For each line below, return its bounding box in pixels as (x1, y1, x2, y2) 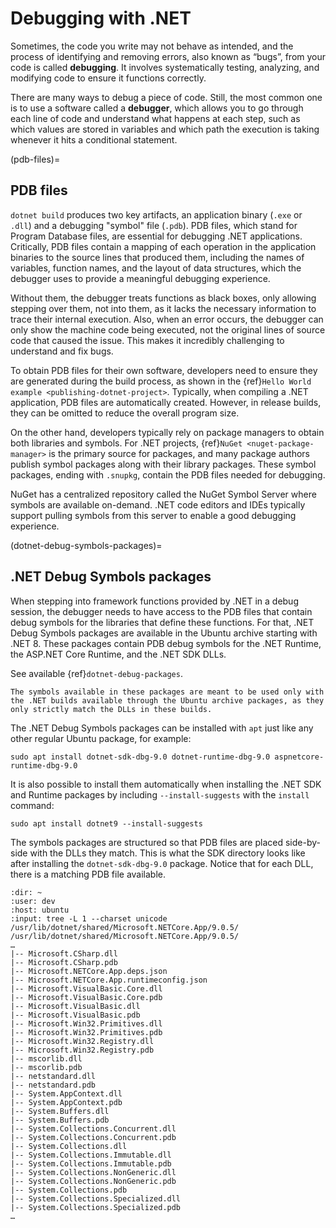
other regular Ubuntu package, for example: (10, 732, 192, 744)
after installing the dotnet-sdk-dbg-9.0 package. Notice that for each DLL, (10, 857, 314, 869)
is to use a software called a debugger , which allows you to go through (10, 102, 304, 114)
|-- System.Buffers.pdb (10, 1115, 110, 1125)
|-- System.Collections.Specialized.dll (10, 1193, 182, 1204)
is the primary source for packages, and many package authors (48, 447, 310, 459)
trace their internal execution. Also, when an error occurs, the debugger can (10, 313, 324, 325)
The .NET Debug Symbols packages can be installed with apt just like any (10, 722, 314, 734)
